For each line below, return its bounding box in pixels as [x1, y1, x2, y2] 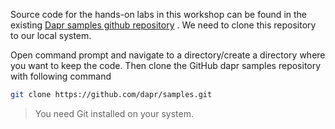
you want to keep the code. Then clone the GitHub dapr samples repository [10, 60, 322, 71]
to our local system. [10, 30, 92, 41]
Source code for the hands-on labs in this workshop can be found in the [10, 9, 307, 20]
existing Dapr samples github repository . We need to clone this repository [10, 19, 317, 31]
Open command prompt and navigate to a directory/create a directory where [10, 49, 326, 61]
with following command [10, 70, 112, 82]
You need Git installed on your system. [34, 107, 194, 119]
